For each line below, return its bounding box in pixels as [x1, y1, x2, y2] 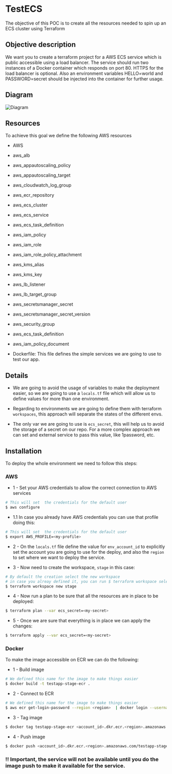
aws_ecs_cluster [12, 202, 48, 208]
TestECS [5, 3, 42, 15]
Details [5, 371, 28, 380]
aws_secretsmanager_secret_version [12, 311, 91, 318]
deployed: [12, 598, 34, 604]
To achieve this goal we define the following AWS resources [5, 133, 132, 139]
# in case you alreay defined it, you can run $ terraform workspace [5, 579, 157, 584]
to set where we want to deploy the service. [12, 554, 105, 560]
